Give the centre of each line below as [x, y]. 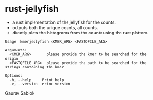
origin [12, 58]
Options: [14, 75]
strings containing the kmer [34, 67]
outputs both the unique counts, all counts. [55, 27]
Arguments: [16, 50]
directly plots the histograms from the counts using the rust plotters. [80, 33]
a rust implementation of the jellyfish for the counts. [64, 22]
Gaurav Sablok [20, 93]
